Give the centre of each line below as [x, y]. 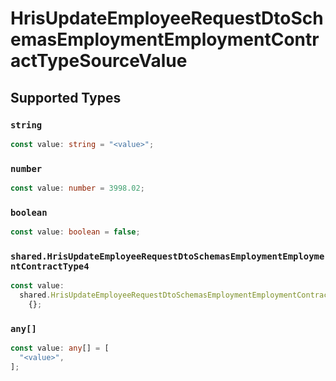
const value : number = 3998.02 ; [77, 188]
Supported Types [66, 97]
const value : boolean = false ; [75, 232]
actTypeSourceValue [99, 61]
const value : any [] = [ [60, 348]
